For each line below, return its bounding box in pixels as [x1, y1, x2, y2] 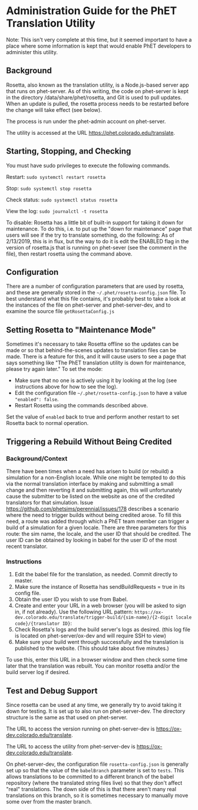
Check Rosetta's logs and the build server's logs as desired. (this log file [14, 626, 190, 633]
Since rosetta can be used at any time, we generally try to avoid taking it [6, 701, 181, 708]
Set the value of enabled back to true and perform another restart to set [6, 413, 180, 420]
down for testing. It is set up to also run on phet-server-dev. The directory [6, 708, 186, 715]
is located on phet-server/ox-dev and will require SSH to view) [14, 632, 167, 639]
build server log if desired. [6, 669, 70, 676]
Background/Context [6, 454, 68, 463]
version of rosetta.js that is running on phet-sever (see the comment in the [6, 244, 187, 251]
